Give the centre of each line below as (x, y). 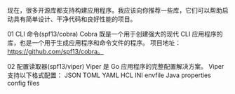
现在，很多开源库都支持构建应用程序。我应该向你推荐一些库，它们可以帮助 (115, 10)
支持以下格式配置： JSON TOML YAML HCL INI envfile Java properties (109, 75)
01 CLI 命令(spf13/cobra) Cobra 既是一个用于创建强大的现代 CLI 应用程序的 (115, 34)
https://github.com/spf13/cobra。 (55, 52)
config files (23, 83)
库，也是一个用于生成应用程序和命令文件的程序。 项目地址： (94, 43)
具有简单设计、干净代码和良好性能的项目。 (75, 19)
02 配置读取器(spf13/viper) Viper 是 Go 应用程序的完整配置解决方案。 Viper (116, 66)
